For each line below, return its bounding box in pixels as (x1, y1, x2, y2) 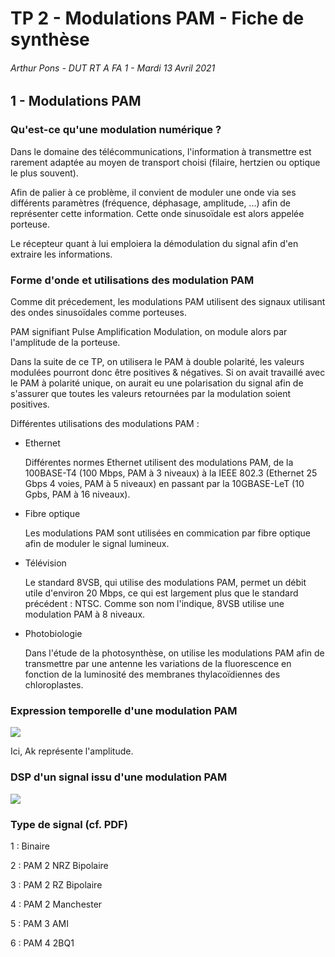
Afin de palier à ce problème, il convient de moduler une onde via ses (10, 186, 297, 198)
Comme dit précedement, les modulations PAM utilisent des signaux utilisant (10, 295, 326, 307)
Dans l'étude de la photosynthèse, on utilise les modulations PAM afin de (24, 647, 325, 659)
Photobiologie (24, 627, 83, 639)
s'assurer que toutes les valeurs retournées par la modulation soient (10, 387, 292, 399)
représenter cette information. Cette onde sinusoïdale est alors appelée (10, 207, 305, 219)
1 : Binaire (10, 840, 50, 852)
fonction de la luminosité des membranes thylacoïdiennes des (24, 668, 281, 680)
